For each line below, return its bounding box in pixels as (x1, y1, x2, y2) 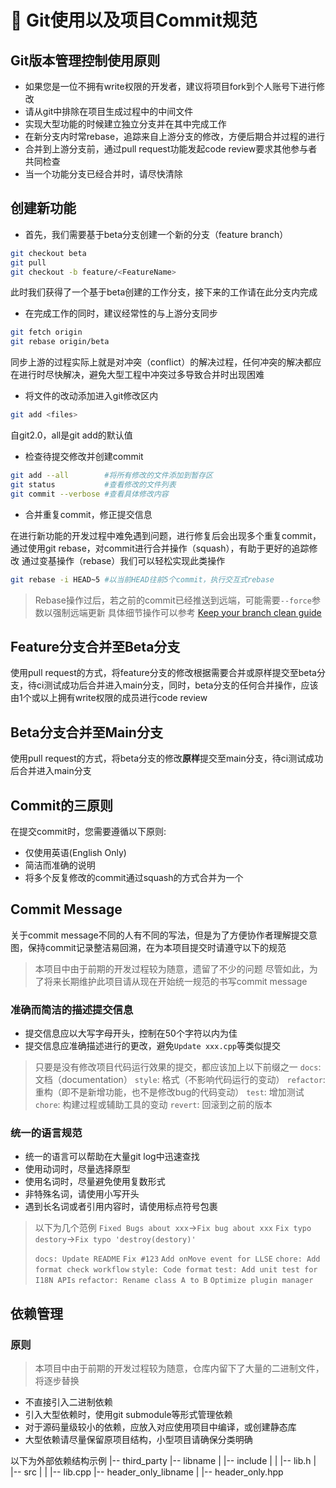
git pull (10, 257, 47, 268)
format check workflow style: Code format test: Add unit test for (34, 1265, 318, 1275)
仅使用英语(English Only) (24, 847, 127, 858)
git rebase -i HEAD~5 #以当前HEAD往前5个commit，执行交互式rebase (10, 574, 275, 585)
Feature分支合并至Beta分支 (10, 638, 181, 655)
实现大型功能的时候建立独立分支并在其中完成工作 (24, 118, 227, 130)
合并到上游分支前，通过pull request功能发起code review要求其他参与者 (24, 143, 318, 155)
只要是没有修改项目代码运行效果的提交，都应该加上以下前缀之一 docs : (34, 1061, 322, 1073)
